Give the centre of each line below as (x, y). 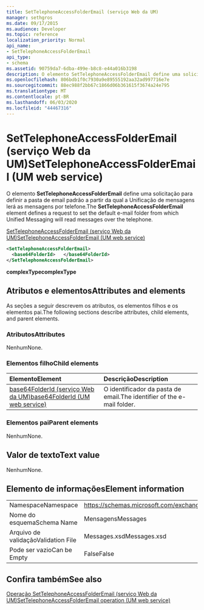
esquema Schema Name (43, 522)
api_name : (19, 46)
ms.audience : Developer (36, 29)
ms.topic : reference (32, 35)
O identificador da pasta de (142, 389)
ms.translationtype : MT (36, 91)
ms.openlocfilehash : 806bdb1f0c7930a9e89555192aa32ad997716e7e (88, 80)
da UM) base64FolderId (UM (49, 397)
